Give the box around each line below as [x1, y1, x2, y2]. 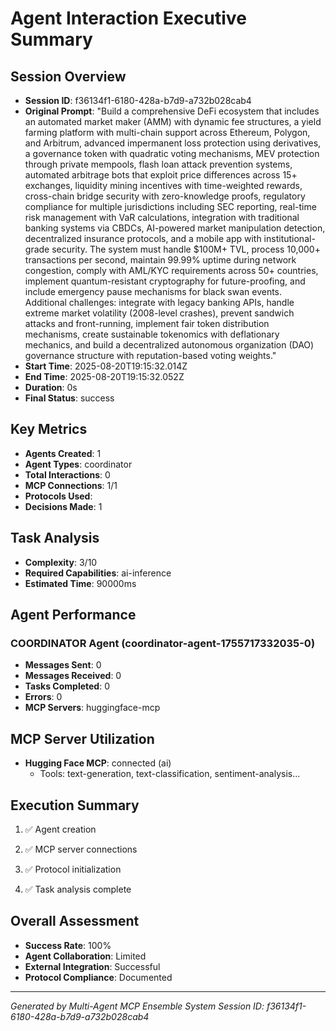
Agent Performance [10, 607, 137, 624]
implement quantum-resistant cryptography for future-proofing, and [24, 275, 306, 287]
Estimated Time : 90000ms [24, 577, 137, 589]
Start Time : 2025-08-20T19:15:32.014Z [24, 360, 188, 372]
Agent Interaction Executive [10, 7, 247, 30]
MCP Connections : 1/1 [24, 479, 118, 491]
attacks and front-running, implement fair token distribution [24, 318, 270, 329]
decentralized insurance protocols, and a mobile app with [24, 233, 262, 244]
